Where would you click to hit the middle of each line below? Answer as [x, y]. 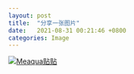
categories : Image [39, 38]
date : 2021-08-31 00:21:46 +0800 [67, 30]
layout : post [30, 16]
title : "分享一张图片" [44, 23]
